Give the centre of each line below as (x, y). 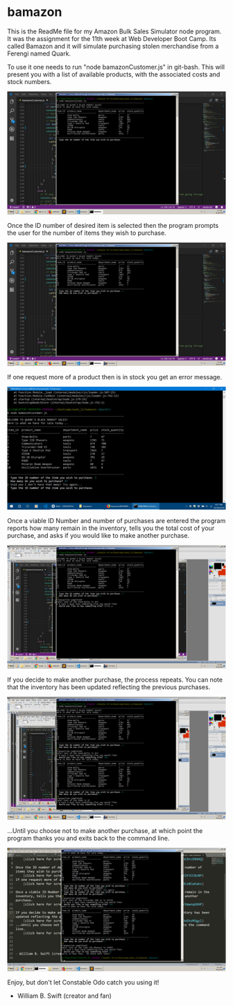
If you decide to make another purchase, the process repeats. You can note (115, 679)
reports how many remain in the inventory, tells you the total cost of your (111, 528)
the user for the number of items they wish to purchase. (87, 233)
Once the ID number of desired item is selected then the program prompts (113, 226)
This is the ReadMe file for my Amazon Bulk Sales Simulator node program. (114, 31)
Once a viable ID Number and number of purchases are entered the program (116, 521)
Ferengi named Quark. (39, 53)
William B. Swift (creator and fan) (64, 996)
